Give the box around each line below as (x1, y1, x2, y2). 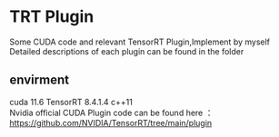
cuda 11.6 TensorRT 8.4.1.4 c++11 (9, 96, 134, 107)
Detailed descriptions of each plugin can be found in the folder (9, 45, 244, 56)
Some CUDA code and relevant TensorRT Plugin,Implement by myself (9, 36, 271, 47)
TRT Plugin (9, 6, 95, 27)
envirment (9, 73, 70, 88)
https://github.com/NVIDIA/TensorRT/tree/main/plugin (9, 117, 213, 128)
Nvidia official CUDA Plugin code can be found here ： (9, 107, 214, 118)
